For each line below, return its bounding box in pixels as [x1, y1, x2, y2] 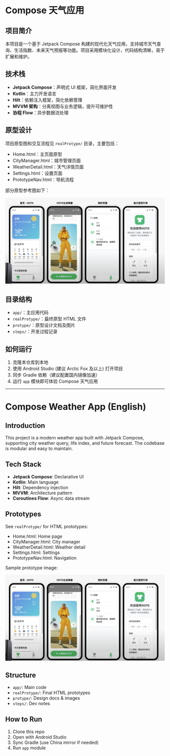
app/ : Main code [12, 684, 47, 691]
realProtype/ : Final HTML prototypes [12, 690, 91, 696]
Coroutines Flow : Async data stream [12, 495, 90, 501]
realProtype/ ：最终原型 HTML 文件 [12, 316, 87, 322]
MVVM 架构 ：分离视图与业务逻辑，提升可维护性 [12, 103, 113, 109]
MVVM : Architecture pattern [12, 490, 72, 496]
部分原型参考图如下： [5, 187, 50, 193]
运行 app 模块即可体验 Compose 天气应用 [12, 378, 98, 384]
